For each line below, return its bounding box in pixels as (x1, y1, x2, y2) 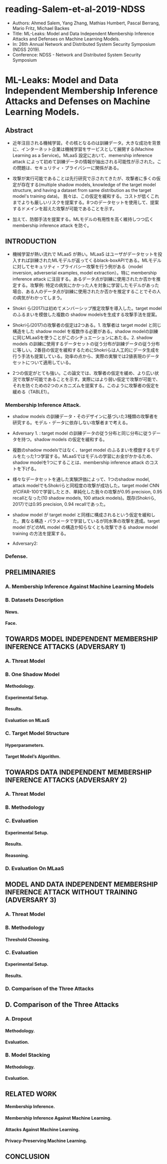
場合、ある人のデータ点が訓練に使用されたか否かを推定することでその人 (12, 288, 161, 294)
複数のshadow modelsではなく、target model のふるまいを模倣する (12, 447, 151, 453)
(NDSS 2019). (12, 46, 41, 52)
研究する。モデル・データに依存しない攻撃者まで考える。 (12, 420, 131, 426)
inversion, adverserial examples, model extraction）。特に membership (12, 270, 157, 276)
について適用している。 (25, 359, 74, 365)
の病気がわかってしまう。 (12, 294, 65, 300)
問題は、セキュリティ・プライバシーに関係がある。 (16, 164, 122, 170)
